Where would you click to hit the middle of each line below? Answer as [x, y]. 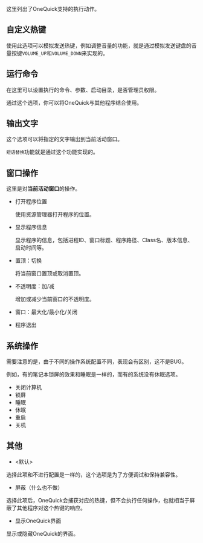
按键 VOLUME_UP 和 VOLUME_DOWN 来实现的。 [60, 53]
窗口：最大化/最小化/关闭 [46, 312]
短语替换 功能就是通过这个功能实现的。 [52, 152]
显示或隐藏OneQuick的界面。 [43, 533]
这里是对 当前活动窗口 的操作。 [43, 189]
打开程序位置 [31, 202]
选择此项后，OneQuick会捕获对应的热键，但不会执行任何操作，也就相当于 [98, 500]
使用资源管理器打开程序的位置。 [55, 214]
